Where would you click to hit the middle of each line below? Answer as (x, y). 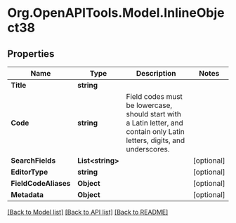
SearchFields (33, 161)
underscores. (148, 149)
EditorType (29, 172)
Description (156, 73)
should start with (153, 114)
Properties (31, 54)
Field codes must (154, 96)
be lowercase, (149, 105)
